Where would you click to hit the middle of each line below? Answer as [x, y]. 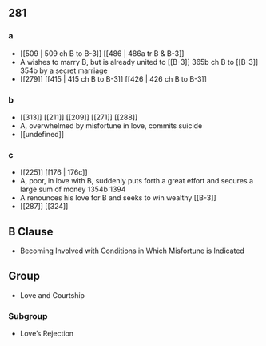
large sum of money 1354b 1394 [73, 189]
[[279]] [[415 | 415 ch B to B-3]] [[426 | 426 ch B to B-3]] [113, 78]
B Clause [31, 231]
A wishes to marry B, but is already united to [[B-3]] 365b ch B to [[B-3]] [139, 62]
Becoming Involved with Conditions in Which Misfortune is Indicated [132, 251]
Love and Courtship [52, 295]
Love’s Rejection [47, 334]
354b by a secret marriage [64, 70]
